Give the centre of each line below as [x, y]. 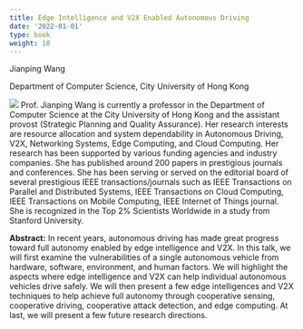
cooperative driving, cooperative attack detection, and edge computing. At [149, 305]
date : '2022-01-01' [46, 26]
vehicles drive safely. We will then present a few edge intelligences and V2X [151, 286]
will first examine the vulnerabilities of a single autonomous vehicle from [144, 257]
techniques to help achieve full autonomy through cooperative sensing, [142, 296]
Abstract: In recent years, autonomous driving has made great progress [144, 238]
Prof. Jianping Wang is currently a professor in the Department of [142, 105]
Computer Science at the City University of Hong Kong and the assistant [145, 115]
